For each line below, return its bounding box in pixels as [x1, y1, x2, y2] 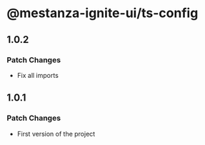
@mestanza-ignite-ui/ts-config [6, 5, 199, 21]
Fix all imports [16, 71, 59, 79]
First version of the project [16, 129, 96, 138]
